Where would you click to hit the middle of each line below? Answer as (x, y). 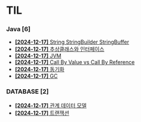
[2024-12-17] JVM (38, 56)
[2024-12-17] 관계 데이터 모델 (50, 105)
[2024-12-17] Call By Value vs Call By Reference (75, 62)
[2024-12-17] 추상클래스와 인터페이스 (59, 49)
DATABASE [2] (27, 91)
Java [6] (19, 29)
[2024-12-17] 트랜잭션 (42, 113)
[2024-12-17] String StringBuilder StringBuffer (72, 42)
